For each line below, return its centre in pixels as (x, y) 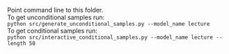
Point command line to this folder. (55, 10)
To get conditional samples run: (52, 31)
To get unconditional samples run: (56, 17)
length (17, 44)
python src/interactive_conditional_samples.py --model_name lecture (110, 37)
